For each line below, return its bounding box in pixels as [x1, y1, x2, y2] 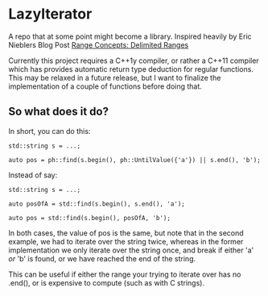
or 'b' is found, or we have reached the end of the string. [8, 253, 196, 263]
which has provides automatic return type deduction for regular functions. [8, 64, 254, 73]
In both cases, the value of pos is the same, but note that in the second [8, 227, 244, 238]
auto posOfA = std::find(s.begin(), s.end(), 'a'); [8, 199, 185, 208]
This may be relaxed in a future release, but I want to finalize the [8, 73, 221, 82]
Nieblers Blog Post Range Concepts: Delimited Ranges [8, 40, 189, 49]
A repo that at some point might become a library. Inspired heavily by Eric [8, 31, 252, 41]
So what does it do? [8, 105, 109, 119]
